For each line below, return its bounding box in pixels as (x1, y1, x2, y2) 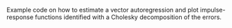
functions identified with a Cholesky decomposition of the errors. (35, 13, 222, 21)
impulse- (200, 6, 226, 14)
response (6, 13, 34, 21)
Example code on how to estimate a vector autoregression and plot (6, 6, 199, 14)
